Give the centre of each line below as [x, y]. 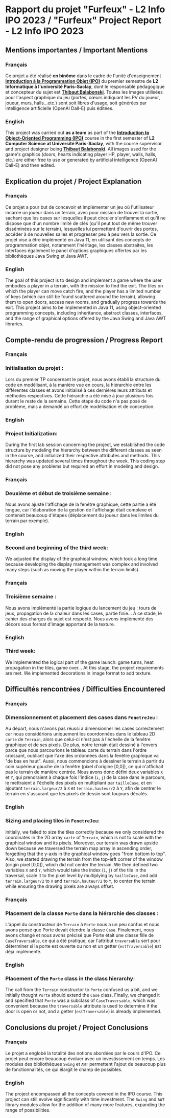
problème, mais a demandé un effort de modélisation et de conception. [80, 406]
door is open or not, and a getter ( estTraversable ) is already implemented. [83, 1012]
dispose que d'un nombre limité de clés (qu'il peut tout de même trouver [81, 223]
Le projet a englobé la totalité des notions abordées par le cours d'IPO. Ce [83, 1053]
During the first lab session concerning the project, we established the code [85, 444]
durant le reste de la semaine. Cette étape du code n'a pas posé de [76, 401]
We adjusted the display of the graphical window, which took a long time [81, 559]
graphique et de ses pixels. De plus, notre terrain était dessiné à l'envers [81, 745]
